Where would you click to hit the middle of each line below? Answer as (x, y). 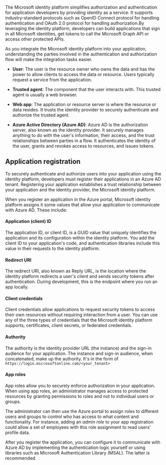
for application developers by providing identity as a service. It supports (79, 12)
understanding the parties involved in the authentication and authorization (81, 54)
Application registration (43, 162)
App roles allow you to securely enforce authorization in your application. (80, 385)
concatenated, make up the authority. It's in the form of (62, 358)
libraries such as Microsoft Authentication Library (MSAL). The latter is (78, 452)
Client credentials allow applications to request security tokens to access (80, 309)
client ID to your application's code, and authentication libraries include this (83, 243)
